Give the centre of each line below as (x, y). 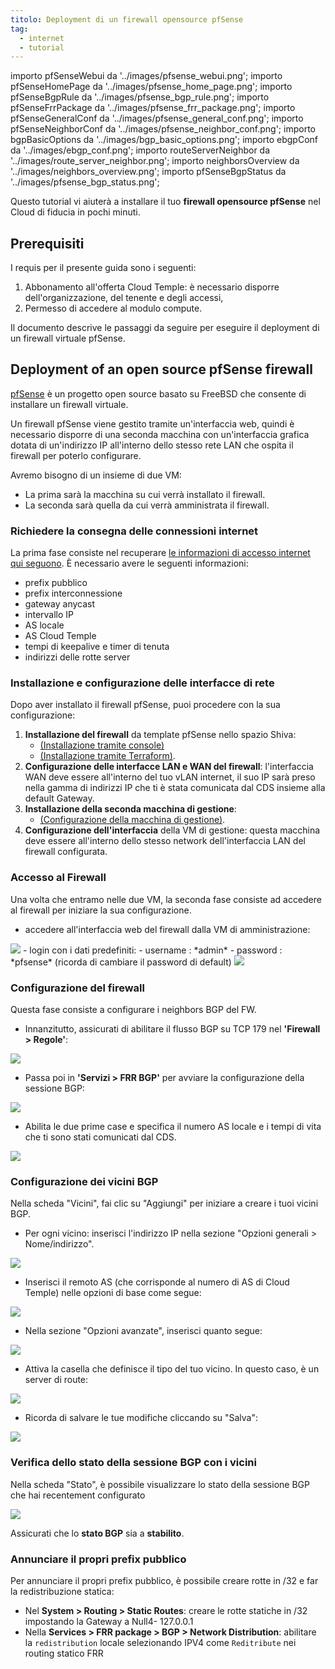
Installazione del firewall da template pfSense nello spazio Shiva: (160, 735)
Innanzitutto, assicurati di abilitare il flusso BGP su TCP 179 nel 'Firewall (172, 1029)
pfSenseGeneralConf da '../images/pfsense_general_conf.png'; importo (157, 118)
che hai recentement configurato (78, 1495)
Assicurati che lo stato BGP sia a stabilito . (97, 1533)
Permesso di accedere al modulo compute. (113, 308)
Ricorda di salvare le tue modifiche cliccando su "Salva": (141, 1418)
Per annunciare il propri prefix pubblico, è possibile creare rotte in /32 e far (164, 1580)
